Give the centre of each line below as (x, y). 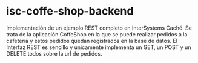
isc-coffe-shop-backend (70, 11)
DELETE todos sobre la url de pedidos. (54, 53)
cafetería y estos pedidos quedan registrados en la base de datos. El (92, 41)
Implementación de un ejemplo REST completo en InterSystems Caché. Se (99, 28)
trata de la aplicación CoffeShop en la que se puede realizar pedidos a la (97, 34)
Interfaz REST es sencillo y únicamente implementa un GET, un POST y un (99, 47)
